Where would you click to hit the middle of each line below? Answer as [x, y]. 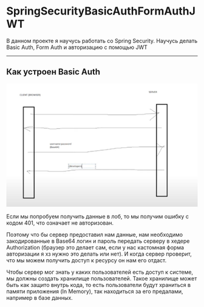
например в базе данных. [39, 297]
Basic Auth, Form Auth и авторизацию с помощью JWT [77, 47]
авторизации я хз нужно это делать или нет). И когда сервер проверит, [99, 254]
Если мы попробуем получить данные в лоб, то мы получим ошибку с [98, 216]
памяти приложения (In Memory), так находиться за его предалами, [95, 291]
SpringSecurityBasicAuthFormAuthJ [101, 11]
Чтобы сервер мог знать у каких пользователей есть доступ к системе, [100, 272]
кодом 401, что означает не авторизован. [60, 223]
